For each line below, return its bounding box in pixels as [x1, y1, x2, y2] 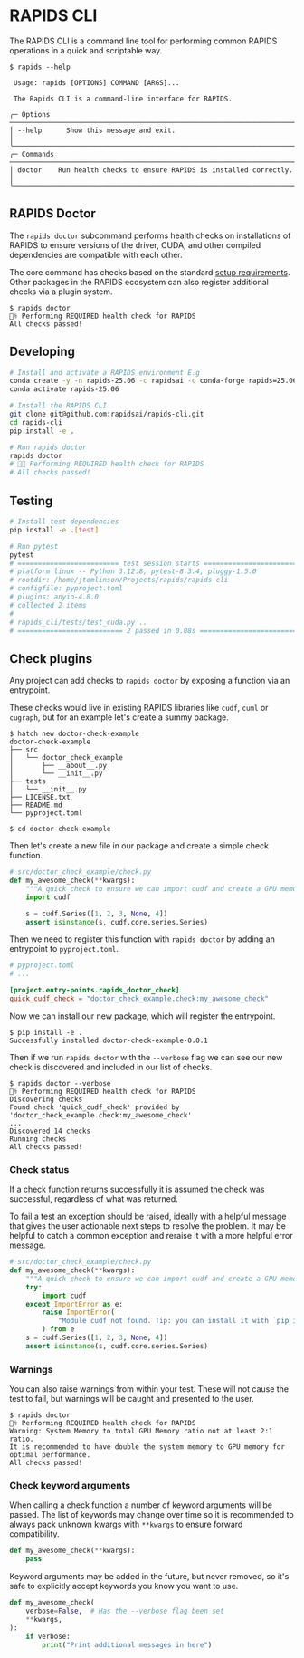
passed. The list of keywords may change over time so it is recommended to [9, 1509, 294, 1520]
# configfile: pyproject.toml [9, 584, 124, 593]
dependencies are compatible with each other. [9, 249, 183, 260]
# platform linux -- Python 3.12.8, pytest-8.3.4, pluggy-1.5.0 [9, 567, 257, 576]
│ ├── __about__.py [9, 762, 107, 771]
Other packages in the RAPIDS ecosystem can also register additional [9, 276, 269, 287]
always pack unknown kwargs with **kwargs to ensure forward [9, 1519, 243, 1530]
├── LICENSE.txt [9, 793, 71, 802]
